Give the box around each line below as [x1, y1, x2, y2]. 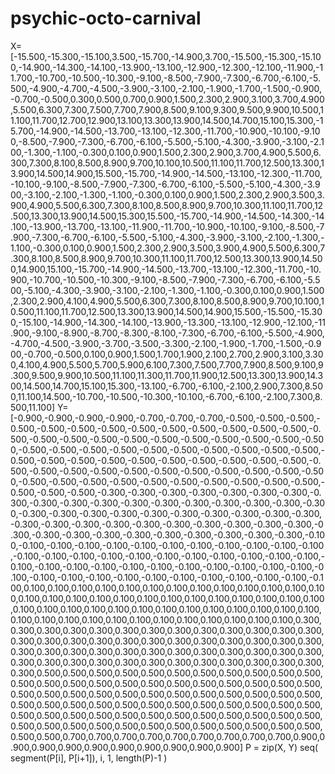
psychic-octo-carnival [10, 7, 202, 30]
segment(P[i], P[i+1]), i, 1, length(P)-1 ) [10, 752, 168, 764]
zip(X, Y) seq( [261, 741, 319, 753]
